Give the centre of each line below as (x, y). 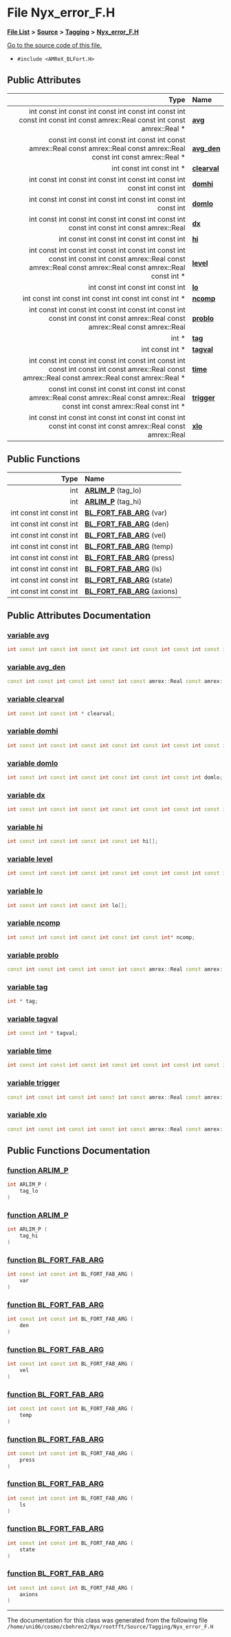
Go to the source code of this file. (55, 45)
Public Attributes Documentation (79, 615)
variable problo (33, 955)
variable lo (25, 891)
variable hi (25, 827)
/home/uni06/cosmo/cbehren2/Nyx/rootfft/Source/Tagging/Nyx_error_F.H (110, 1627)
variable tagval (33, 1019)
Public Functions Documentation (79, 1151)
